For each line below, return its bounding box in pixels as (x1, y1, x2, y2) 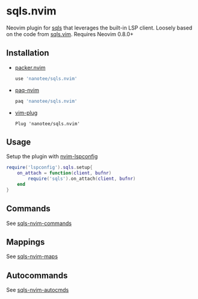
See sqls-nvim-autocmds (6, 286, 69, 294)
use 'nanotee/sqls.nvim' (14, 75, 78, 82)
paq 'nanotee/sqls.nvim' (14, 98, 78, 104)
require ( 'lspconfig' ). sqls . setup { (6, 164, 93, 171)
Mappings (6, 236, 45, 247)
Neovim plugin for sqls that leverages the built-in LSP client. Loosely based (6, 24, 193, 31)
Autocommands (6, 270, 68, 280)
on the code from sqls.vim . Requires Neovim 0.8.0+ (6, 30, 134, 37)
